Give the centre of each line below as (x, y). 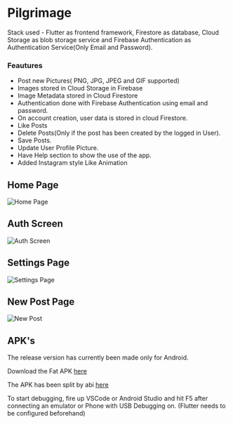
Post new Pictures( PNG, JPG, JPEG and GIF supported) (99, 81)
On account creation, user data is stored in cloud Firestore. (102, 118)
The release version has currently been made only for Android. (98, 358)
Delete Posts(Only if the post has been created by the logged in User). (119, 133)
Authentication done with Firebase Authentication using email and (113, 103)
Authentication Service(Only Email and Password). (80, 47)
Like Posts (32, 126)
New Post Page (41, 302)
